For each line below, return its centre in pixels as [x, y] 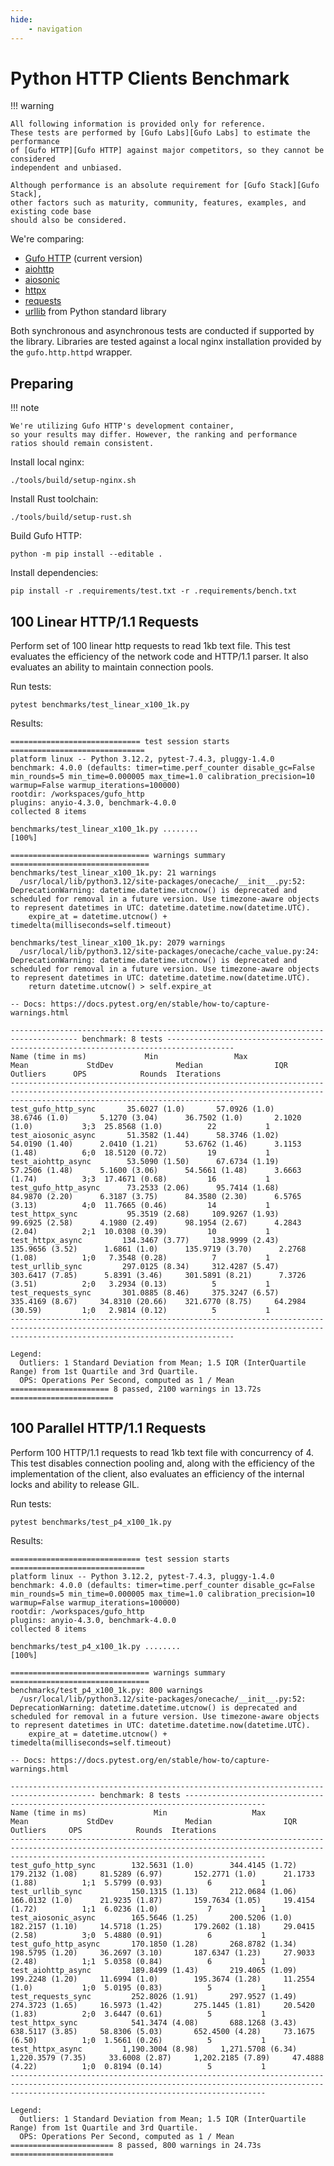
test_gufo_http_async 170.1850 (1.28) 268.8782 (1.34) [154, 1944]
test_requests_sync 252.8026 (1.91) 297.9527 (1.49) [154, 1996]
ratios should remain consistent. [82, 444]
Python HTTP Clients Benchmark [150, 78]
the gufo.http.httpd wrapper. [71, 352]
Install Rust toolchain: [54, 499]
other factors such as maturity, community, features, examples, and [158, 203]
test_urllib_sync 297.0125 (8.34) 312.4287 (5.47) [145, 1267]
